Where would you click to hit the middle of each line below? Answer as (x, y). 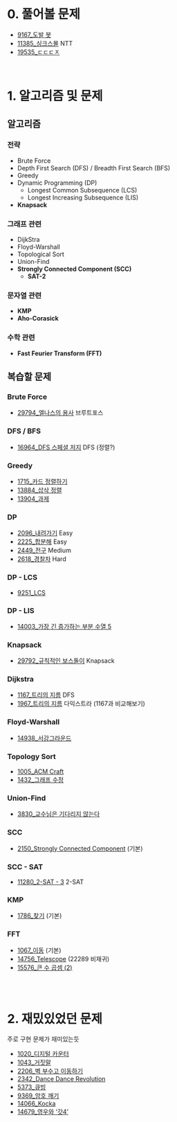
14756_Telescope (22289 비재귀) (63, 959)
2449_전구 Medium (44, 551)
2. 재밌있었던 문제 (55, 1018)
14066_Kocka (36, 1104)
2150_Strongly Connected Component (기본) (80, 848)
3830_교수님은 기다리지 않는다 (58, 814)
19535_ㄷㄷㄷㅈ (38, 52)
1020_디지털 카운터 (43, 1054)
